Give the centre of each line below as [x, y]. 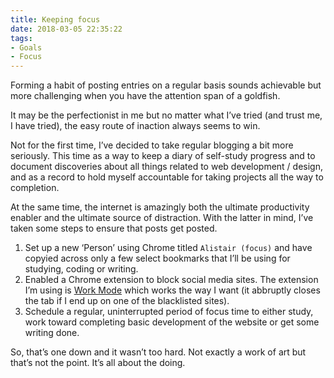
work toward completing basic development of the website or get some [172, 322]
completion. [35, 188]
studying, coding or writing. [81, 269]
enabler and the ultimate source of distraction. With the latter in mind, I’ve [162, 218]
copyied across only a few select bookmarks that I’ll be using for [157, 258]
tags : [21, 38]
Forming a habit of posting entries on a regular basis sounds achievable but [166, 85]
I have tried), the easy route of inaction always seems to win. [135, 126]
